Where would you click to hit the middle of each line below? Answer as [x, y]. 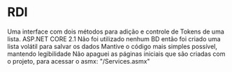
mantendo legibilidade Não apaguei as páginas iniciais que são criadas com [116, 54]
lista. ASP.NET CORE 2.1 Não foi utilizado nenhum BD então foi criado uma [114, 38]
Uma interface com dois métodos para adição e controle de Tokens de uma [116, 31]
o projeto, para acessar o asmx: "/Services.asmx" [79, 61]
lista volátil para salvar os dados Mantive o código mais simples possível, [113, 46]
